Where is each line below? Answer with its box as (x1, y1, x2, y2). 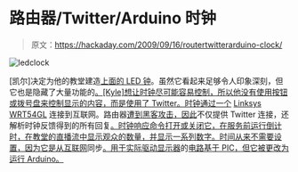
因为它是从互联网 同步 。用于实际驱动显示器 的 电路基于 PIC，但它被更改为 (24, 142, 289, 152)
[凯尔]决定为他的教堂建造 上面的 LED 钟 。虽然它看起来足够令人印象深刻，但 (9, 75, 284, 86)
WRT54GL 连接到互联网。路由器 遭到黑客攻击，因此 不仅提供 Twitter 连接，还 (9, 109, 289, 119)
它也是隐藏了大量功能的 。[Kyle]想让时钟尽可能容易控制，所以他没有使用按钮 (9, 86, 288, 97)
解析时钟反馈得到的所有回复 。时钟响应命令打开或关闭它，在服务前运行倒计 (9, 119, 282, 130)
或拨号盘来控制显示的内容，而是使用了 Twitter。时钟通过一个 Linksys (9, 97, 262, 108)
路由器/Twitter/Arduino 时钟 (9, 8, 217, 29)
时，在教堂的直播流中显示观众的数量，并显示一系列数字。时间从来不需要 (9, 131, 274, 142)
